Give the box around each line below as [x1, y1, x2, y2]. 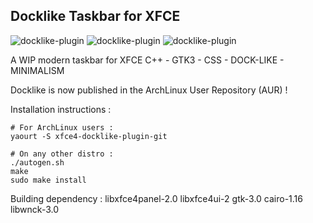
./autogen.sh [10, 157, 65, 168]
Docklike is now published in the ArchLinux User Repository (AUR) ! [10, 84, 288, 96]
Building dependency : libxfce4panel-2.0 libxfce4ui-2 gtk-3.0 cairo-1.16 [10, 192, 303, 204]
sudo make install [10, 175, 87, 185]
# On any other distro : [10, 149, 114, 159]
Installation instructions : [10, 103, 112, 115]
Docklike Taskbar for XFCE [10, 8, 181, 25]
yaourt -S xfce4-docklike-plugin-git [10, 131, 168, 141]
